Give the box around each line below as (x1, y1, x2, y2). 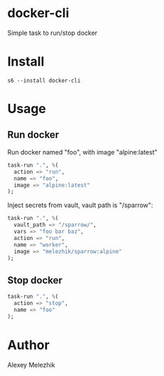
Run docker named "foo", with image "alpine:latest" (7, 147, 158, 156)
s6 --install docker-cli (7, 77, 81, 84)
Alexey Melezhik (7, 360, 55, 369)
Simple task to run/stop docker (7, 28, 98, 37)
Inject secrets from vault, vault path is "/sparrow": (7, 201, 153, 209)
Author (7, 337, 50, 353)
